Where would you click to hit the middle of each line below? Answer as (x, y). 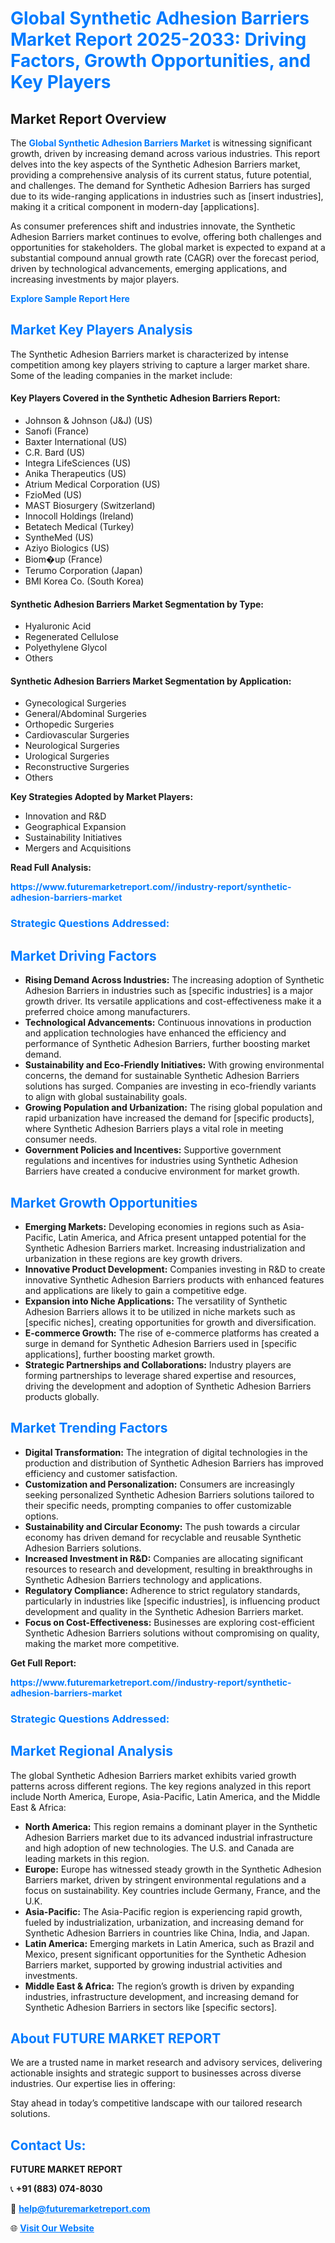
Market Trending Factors (89, 1428)
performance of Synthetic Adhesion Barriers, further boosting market (167, 1044)
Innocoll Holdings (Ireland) (79, 516)
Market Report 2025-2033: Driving (158, 39)
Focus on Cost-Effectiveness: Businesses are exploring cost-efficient (169, 1622)
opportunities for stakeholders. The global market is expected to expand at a (168, 247)
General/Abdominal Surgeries (85, 714)
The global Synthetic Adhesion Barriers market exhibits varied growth (153, 1775)
